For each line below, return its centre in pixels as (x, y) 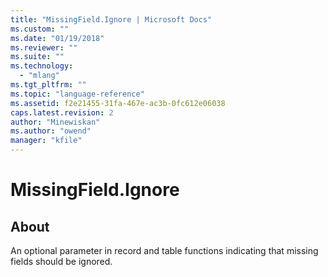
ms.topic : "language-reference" (77, 94)
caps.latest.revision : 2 (62, 112)
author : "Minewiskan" (55, 122)
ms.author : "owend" (51, 131)
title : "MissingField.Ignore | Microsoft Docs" (111, 19)
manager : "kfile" (46, 141)
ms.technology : (42, 66)
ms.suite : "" (37, 57)
